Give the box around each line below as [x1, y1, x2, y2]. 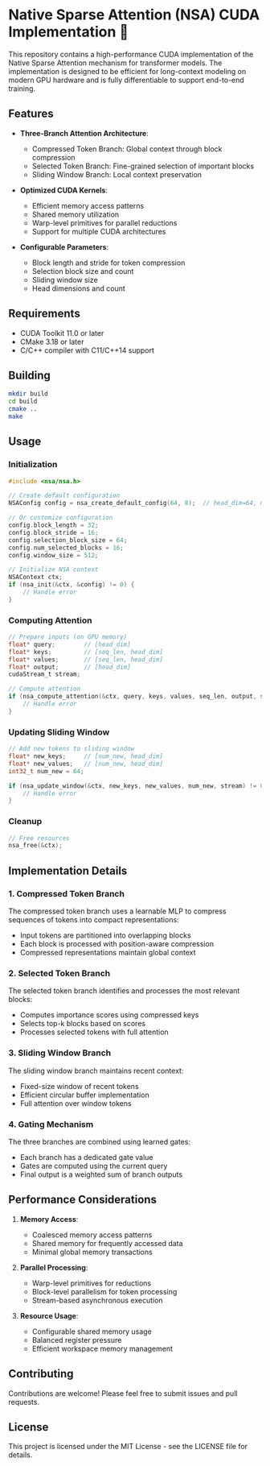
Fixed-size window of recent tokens [19, 1081, 139, 1091]
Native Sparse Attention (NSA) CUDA [8, 6, 260, 24]
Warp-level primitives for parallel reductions [31, 217, 178, 227]
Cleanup [8, 816, 43, 827]
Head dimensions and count [31, 284, 126, 293]
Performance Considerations [8, 1193, 157, 1207]
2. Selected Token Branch [8, 967, 111, 979]
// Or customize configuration [8, 514, 113, 522]
